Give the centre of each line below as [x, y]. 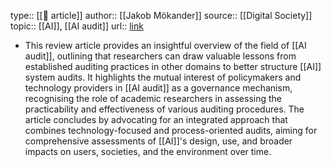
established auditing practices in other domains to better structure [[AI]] [173, 66]
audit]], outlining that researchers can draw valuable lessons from [160, 56]
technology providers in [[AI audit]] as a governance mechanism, [158, 88]
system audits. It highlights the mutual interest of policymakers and [163, 77]
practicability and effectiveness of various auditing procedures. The [164, 109]
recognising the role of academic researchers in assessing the [153, 98]
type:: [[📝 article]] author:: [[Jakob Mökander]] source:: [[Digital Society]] [161, 15]
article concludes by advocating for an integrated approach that [156, 119]
